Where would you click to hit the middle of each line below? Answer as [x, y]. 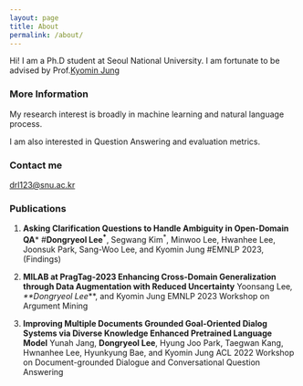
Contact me [36, 165]
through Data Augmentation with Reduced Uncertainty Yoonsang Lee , [158, 286]
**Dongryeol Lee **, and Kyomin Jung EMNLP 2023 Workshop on [146, 296]
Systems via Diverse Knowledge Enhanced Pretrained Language [147, 333]
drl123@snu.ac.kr [42, 184]
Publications [38, 208]
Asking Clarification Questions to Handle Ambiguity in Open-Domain [156, 228]
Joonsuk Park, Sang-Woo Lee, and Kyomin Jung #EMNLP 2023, [143, 249]
